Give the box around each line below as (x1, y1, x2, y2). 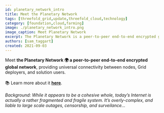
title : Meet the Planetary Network (5, 12, 78, 17)
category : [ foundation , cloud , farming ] (5, 20, 84, 26)
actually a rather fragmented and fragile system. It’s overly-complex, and (5, 97, 153, 103)
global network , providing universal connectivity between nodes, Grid (5, 64, 146, 70)
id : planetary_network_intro (5, 7, 64, 12)
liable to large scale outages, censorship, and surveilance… (5, 102, 125, 108)
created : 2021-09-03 (5, 43, 47, 48)
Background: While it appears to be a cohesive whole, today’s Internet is (5, 92, 151, 98)
